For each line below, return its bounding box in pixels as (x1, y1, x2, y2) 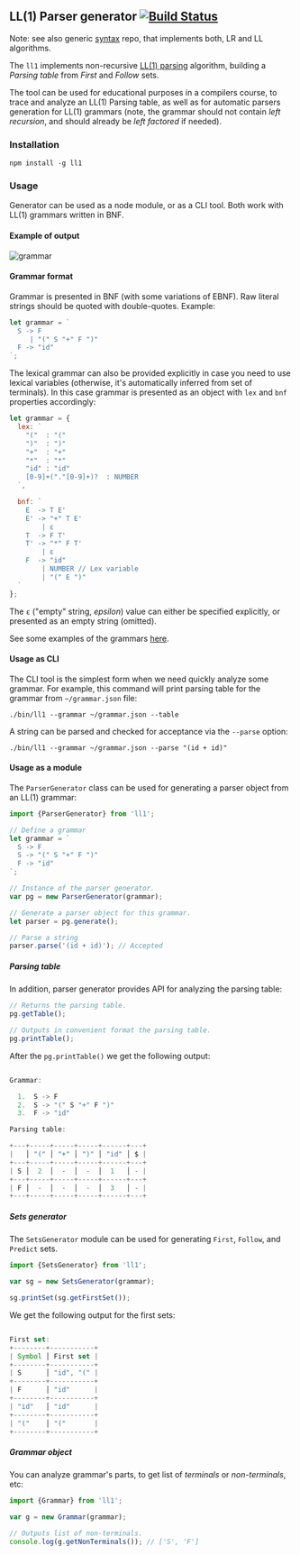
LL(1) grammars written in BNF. (9, 209, 124, 221)
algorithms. (9, 42, 51, 53)
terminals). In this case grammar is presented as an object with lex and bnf (9, 387, 288, 398)
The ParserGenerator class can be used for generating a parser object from (9, 782, 289, 793)
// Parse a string (9, 933, 78, 942)
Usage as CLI (9, 654, 60, 664)
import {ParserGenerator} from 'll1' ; (9, 809, 155, 819)
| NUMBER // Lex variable (41, 564, 140, 573)
